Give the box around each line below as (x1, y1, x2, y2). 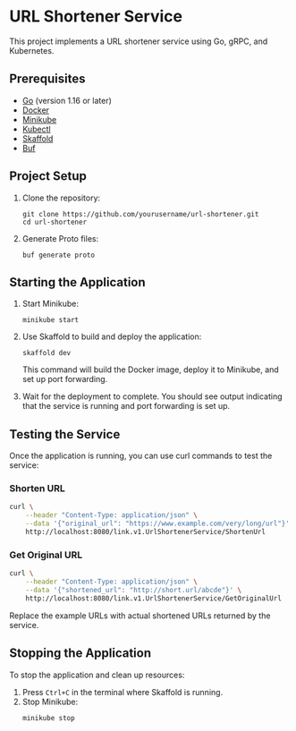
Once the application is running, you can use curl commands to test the (9, 450, 273, 462)
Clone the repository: (21, 192, 101, 203)
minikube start (21, 316, 80, 325)
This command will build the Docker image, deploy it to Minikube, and (21, 364, 279, 375)
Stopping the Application (9, 646, 152, 661)
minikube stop (21, 713, 75, 722)
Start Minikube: (21, 298, 79, 310)
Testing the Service (9, 427, 121, 442)
